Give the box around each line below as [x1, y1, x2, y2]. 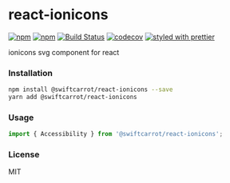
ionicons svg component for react [8, 47, 120, 57]
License [8, 149, 40, 161]
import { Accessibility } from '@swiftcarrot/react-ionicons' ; [8, 130, 224, 138]
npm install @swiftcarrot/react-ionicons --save [8, 86, 173, 93]
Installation [8, 67, 54, 78]
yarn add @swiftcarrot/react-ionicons [8, 93, 137, 101]
